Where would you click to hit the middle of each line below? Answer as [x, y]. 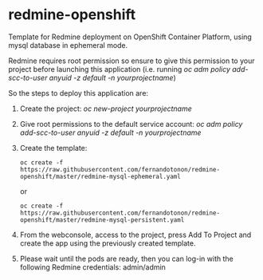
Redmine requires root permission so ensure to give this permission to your [131, 61]
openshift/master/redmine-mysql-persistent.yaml [102, 220]
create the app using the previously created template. [108, 243]
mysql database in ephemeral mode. [68, 45]
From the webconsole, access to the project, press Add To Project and [135, 235]
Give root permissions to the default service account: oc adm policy [131, 124]
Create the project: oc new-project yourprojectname [106, 108]
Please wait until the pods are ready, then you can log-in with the [126, 258]
